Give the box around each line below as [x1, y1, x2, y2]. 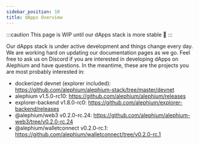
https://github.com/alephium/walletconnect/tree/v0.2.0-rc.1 [14, 130, 161, 138]
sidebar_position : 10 [6, 8, 60, 15]
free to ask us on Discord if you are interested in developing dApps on [6, 55, 179, 62]
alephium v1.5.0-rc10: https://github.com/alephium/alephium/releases [14, 92, 186, 100]
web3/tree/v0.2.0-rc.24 [14, 118, 74, 125]
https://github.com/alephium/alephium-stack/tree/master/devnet [14, 86, 174, 93]
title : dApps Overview [6, 14, 63, 20]
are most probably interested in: [6, 68, 85, 75]
